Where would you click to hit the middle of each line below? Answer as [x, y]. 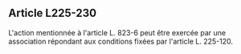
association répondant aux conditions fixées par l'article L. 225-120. [121, 41]
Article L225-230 [53, 13]
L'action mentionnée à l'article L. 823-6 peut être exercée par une [117, 32]
